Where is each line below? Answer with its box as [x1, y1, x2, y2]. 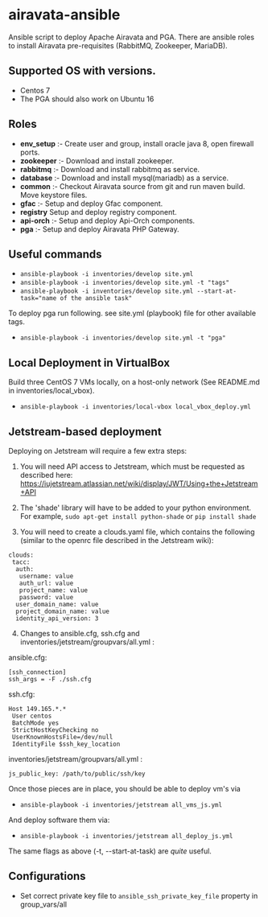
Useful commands [8, 247, 102, 261]
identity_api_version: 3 [15, 615, 99, 623]
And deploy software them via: [8, 815, 110, 824]
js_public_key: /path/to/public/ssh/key [8, 770, 146, 778]
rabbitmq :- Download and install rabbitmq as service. [19, 164, 200, 174]
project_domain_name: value [15, 607, 110, 615]
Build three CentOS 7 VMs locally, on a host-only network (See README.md [8, 377, 260, 387]
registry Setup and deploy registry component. [19, 207, 177, 216]
